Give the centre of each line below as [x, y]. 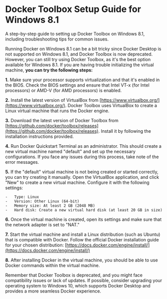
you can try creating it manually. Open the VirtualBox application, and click [82, 177]
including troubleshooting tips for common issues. [57, 39]
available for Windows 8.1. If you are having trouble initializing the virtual [80, 65]
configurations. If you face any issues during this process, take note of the [82, 157]
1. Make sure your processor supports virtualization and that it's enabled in [82, 80]
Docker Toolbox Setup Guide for [73, 9]
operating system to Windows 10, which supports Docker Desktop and [78, 285]
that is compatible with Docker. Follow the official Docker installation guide [82, 239]
